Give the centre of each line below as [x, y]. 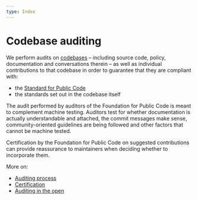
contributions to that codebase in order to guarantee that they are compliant [99, 70]
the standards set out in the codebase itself [68, 94]
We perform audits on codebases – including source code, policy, [86, 58]
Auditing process [35, 178]
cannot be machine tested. [39, 131]
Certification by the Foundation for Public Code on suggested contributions [98, 142]
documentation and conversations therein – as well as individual [84, 64]
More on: [17, 166]
